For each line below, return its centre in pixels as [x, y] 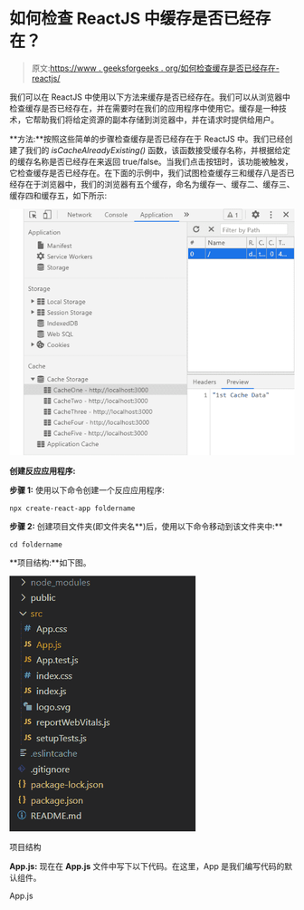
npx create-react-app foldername [72, 508]
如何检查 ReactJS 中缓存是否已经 [132, 19]
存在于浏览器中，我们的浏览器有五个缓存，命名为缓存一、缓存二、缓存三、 [156, 184]
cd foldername [36, 545]
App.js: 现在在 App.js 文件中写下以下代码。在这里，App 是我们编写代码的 [147, 866]
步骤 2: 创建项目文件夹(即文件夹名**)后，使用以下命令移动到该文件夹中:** [146, 527]
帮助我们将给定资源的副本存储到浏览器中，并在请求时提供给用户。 [156, 120]
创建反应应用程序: [43, 471]
